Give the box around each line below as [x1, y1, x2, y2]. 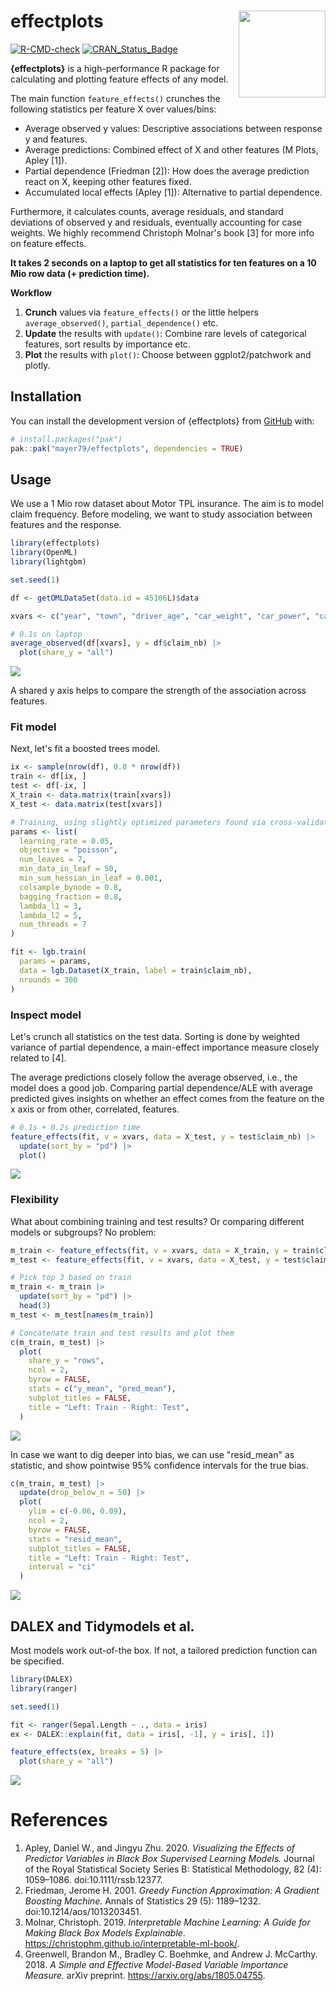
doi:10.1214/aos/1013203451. [24, 1906, 142, 1918]
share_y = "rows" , [28, 1356, 105, 1366]
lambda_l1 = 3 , [19, 901, 83, 911]
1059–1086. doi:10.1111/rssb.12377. [24, 1874, 163, 1886]
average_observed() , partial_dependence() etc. [24, 316, 219, 329]
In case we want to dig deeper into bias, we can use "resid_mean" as [10, 1448, 295, 1460]
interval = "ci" [28, 1562, 97, 1572]
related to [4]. [10, 1051, 67, 1064]
